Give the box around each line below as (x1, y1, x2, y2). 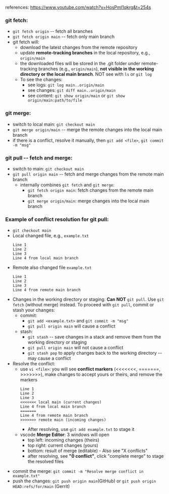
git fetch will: (12, 39, 39, 45)
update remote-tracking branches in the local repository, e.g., (20, 50, 150, 56)
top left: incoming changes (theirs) (27, 437, 99, 443)
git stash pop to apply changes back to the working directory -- (27, 350, 162, 356)
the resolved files (27, 459, 64, 465)
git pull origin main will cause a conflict (27, 323, 116, 330)
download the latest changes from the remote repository (20, 44, 138, 50)
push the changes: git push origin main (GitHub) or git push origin (12, 478, 156, 484)
